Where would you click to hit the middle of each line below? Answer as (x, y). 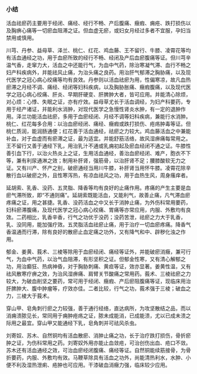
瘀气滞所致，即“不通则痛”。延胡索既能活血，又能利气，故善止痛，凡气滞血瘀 (98, 195)
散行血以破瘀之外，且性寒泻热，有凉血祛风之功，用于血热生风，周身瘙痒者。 (98, 175)
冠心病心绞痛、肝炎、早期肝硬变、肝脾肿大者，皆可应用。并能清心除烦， (103, 95)
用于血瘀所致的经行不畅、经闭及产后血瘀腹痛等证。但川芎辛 (119, 58)
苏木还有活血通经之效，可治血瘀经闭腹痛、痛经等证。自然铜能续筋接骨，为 (96, 350)
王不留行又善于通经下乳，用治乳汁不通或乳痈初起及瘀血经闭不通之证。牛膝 (96, 146)
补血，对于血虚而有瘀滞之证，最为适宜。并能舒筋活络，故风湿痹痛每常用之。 (98, 139)
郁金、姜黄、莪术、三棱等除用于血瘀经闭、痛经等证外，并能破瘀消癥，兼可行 (98, 252)
